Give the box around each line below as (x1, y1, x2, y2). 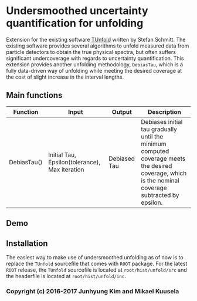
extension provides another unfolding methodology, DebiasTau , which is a (6, 60, 184, 68)
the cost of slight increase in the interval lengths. (6, 73, 124, 80)
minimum (140, 140, 167, 148)
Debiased (108, 154, 135, 163)
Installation (6, 238, 48, 248)
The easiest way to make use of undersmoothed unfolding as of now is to (6, 253, 184, 261)
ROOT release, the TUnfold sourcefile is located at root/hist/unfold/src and (6, 266, 188, 273)
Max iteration (47, 165, 84, 174)
